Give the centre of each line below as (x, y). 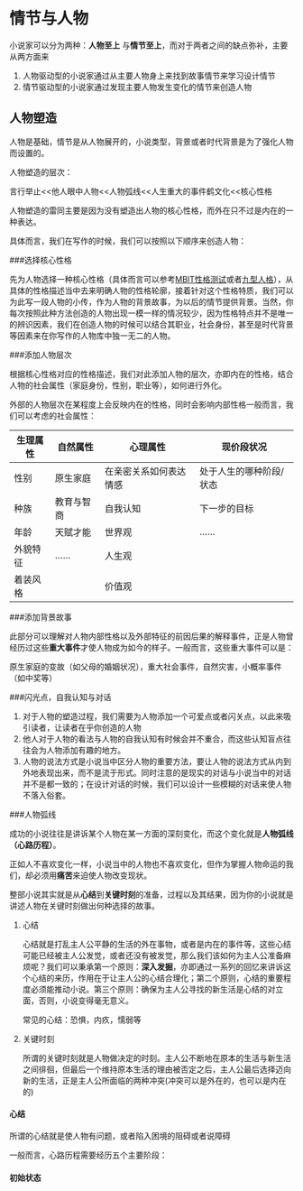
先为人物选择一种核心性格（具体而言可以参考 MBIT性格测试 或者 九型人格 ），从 (151, 279)
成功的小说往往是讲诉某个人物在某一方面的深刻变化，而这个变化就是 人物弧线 (151, 833)
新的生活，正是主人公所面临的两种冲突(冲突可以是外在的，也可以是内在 (154, 1080)
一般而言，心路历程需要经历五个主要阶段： (88, 1155)
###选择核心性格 (41, 260)
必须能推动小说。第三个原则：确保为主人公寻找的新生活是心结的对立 (157, 989)
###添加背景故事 (41, 617)
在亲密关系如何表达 (146, 471)
